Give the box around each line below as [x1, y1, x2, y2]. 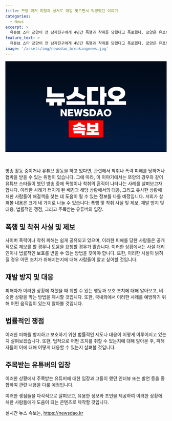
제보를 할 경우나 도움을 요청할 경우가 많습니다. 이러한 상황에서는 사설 [18, 244, 156, 250]
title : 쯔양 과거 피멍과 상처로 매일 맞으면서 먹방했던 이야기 [5, 8, 118, 13]
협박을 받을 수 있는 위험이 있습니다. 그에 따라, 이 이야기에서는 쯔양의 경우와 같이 [5, 174, 164, 181]
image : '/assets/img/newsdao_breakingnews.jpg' [5, 46, 109, 51]
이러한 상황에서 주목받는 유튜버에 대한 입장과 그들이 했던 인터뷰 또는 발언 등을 [5, 375, 160, 382]
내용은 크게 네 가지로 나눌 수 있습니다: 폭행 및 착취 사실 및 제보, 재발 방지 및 [14, 200, 165, 206]
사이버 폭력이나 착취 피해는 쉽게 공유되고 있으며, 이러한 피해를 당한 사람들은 [5, 237, 156, 244]
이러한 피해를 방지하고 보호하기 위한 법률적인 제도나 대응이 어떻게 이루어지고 [5, 331, 157, 337]
